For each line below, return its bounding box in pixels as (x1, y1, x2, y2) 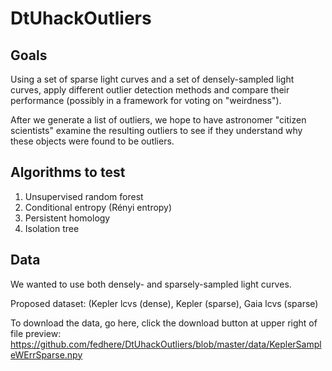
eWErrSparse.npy (10, 348, 83, 361)
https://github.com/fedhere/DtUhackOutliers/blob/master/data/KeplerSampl (10, 338, 322, 350)
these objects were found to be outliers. (10, 135, 175, 147)
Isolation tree (24, 222, 80, 234)
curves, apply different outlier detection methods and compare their (10, 84, 290, 96)
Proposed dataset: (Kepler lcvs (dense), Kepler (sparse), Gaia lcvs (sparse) (10, 297, 319, 309)
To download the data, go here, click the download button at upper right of (10, 317, 318, 329)
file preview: (10, 327, 62, 339)
